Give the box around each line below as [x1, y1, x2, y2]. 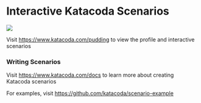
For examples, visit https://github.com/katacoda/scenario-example [6, 90, 174, 97]
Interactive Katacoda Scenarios [6, 4, 169, 18]
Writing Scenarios [6, 57, 61, 66]
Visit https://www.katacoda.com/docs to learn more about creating [6, 71, 174, 79]
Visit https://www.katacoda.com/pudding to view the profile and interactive [6, 35, 195, 43]
